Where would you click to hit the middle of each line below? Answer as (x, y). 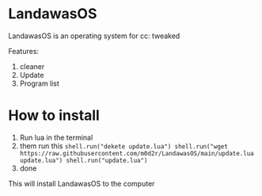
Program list (39, 83)
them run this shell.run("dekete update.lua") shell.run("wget (123, 146)
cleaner (32, 66)
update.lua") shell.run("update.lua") (84, 160)
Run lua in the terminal (56, 137)
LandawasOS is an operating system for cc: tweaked (94, 36)
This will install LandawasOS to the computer (82, 183)
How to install (54, 115)
